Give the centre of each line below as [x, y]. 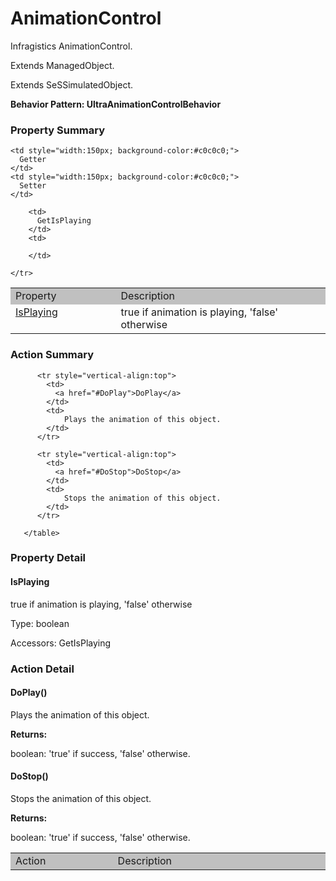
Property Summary [58, 130]
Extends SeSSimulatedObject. [72, 84]
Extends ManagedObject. [62, 65]
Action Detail [42, 669]
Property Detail [48, 558]
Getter [33, 160]
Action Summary [52, 355]
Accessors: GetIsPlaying [61, 643]
